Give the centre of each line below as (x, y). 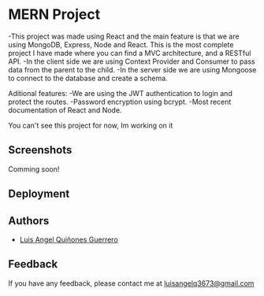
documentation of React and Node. (65, 110)
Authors (29, 221)
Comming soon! (34, 169)
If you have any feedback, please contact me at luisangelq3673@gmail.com (131, 283)
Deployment (39, 194)
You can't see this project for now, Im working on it (91, 125)
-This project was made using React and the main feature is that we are (124, 36)
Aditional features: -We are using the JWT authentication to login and (120, 93)
